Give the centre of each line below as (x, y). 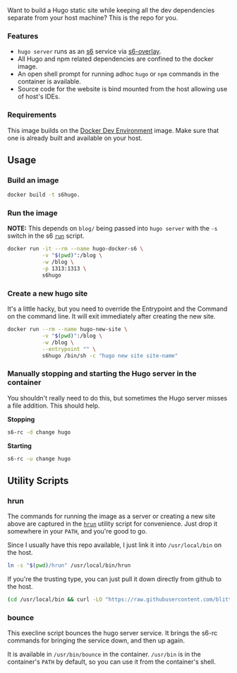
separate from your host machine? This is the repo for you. (93, 18)
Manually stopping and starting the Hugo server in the (102, 374)
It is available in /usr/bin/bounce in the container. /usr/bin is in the (104, 655)
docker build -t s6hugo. (44, 195)
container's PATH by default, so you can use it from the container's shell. (112, 662)
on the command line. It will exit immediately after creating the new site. (111, 316)
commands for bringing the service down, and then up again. (96, 640)
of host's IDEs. (39, 97)
